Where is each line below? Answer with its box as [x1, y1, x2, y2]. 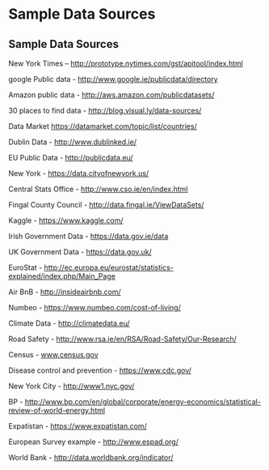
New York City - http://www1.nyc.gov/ [8, 382, 135, 391]
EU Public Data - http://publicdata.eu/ [8, 153, 133, 162]
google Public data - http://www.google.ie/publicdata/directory [8, 75, 218, 83]
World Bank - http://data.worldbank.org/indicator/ [8, 453, 174, 462]
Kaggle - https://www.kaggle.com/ [8, 216, 124, 225]
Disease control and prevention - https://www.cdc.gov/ [8, 365, 191, 375]
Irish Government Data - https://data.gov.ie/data [8, 232, 169, 241]
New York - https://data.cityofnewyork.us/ [8, 169, 149, 178]
